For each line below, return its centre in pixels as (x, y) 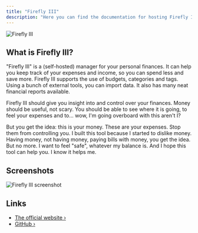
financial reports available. (38, 91)
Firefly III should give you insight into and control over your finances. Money (98, 103)
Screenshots (30, 171)
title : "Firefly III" (33, 12)
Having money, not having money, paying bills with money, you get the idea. (98, 140)
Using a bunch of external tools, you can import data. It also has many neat (97, 86)
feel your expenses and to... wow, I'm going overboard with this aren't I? (93, 116)
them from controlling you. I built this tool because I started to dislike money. (99, 133)
